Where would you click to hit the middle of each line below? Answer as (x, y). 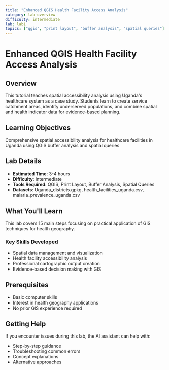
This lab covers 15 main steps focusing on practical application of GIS (78, 223)
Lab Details (23, 161)
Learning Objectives (38, 128)
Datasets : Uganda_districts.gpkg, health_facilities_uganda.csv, (78, 190)
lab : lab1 (16, 24)
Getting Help (26, 324)
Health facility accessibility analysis (50, 258)
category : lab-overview (30, 15)
